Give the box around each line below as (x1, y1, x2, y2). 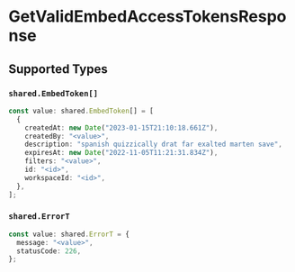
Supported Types (8, 61, 109, 77)
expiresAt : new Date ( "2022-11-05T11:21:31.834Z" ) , (24, 149, 219, 158)
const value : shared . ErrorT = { (8, 230, 130, 239)
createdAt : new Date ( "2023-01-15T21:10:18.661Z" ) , (24, 123, 219, 132)
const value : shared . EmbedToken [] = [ (8, 106, 154, 115)
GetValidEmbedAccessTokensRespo (8, 6, 287, 27)
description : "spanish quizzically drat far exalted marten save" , (24, 140, 282, 150)
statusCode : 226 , (16, 246, 82, 256)
